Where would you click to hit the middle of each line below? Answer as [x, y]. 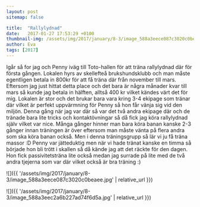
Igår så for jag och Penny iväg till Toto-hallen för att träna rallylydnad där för [99, 67]
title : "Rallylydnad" [34, 28]
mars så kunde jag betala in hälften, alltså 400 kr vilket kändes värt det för [97, 92]
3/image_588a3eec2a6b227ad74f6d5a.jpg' [59, 197]
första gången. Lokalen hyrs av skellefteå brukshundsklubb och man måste [98, 73]
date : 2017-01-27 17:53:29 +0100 [50, 33]
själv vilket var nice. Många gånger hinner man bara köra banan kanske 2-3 [99, 124]
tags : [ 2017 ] [22, 50]
